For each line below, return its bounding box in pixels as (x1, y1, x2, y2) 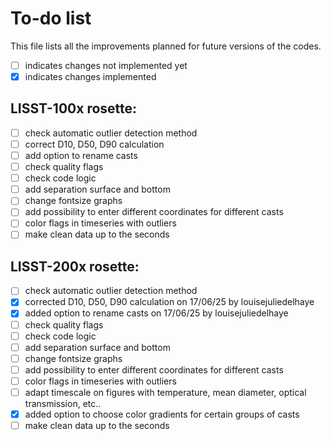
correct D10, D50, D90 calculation (24, 138, 165, 150)
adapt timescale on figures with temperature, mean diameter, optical (24, 386, 307, 398)
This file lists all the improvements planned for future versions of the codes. (10, 40, 322, 52)
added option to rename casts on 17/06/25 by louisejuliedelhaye (24, 307, 289, 319)
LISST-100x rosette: (10, 100, 138, 117)
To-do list (10, 7, 92, 30)
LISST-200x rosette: (10, 258, 140, 275)
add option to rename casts (24, 150, 138, 161)
